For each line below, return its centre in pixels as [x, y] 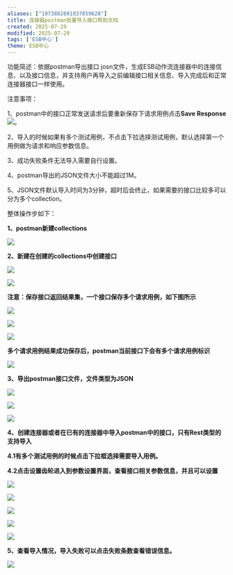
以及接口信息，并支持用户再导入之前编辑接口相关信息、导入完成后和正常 [123, 75]
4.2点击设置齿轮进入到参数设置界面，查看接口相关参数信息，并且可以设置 [113, 471]
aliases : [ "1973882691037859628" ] [57, 14]
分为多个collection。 [37, 199]
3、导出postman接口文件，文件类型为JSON [70, 379]
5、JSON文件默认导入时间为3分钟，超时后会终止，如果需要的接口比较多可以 [117, 190]
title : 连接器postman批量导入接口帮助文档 [63, 20]
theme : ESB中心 [28, 46]
